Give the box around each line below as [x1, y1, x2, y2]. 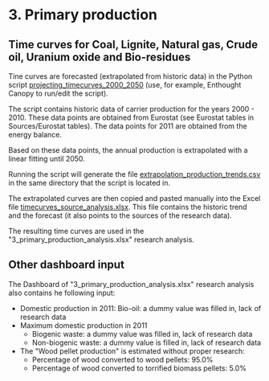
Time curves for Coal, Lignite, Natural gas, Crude [8, 38, 259, 51]
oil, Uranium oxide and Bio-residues [8, 50, 191, 63]
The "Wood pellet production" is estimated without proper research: [19, 346, 245, 355]
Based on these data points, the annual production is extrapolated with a [8, 145, 248, 154]
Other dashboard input [8, 258, 124, 272]
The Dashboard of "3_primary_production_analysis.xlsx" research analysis [8, 279, 255, 289]
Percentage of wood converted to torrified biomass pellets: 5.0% [31, 363, 247, 373]
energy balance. [8, 130, 63, 139]
